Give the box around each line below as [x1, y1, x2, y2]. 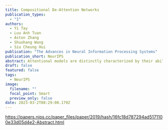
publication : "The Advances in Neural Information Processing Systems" [5, 49, 157, 54]
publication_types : [5, 12, 46, 17]
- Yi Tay [9, 26, 28, 31]
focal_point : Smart [9, 91, 50, 96]
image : [5, 81, 19, 86]
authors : [5, 21, 23, 26]
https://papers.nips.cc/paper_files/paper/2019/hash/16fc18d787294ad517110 [5, 114, 163, 120]
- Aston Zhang [9, 35, 39, 40]
